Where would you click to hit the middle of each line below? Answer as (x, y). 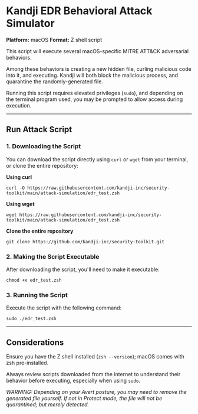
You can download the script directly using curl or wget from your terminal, (97, 159)
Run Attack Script (39, 130)
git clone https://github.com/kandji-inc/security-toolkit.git (85, 242)
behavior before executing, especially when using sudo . (73, 381)
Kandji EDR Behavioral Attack (79, 11)
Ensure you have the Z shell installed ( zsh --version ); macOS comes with (95, 357)
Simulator (30, 23)
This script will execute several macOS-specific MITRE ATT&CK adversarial (98, 51)
